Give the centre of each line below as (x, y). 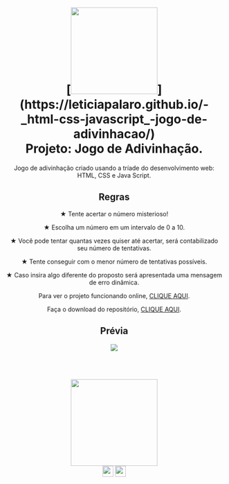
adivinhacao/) (114, 134)
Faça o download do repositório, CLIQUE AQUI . (114, 309)
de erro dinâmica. (114, 282)
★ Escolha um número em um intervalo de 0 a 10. (114, 227)
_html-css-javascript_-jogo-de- (114, 120)
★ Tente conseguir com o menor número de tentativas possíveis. (114, 261)
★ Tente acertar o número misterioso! (114, 214)
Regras (114, 197)
